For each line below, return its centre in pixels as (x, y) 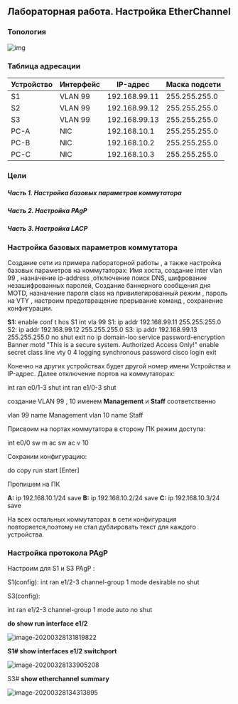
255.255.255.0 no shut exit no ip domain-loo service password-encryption (116, 337)
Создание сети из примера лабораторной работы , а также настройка (114, 263)
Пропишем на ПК (34, 484)
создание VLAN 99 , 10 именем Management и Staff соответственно (112, 401)
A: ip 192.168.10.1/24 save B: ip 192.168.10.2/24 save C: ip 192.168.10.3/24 (114, 498)
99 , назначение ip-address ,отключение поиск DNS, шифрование (107, 278)
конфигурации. (30, 308)
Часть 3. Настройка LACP (48, 229)
